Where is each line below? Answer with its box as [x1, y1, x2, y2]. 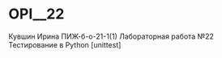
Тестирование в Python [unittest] [8, 39, 122, 49]
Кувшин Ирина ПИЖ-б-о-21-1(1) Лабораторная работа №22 [8, 31, 215, 41]
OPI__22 [8, 5, 65, 23]
